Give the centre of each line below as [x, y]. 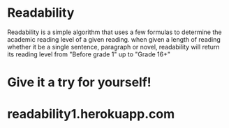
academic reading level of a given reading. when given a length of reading [114, 39]
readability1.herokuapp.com [91, 114]
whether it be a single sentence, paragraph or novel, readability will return [113, 47]
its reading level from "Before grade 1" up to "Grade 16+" [89, 54]
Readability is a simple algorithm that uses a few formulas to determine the [114, 32]
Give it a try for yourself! [79, 82]
